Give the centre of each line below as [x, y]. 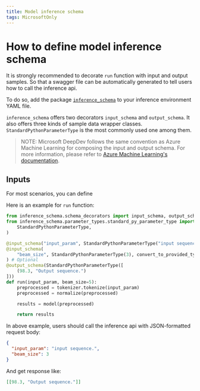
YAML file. [19, 106]
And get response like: [34, 371]
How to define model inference [84, 47]
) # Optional [22, 260]
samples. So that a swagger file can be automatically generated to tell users [99, 82]
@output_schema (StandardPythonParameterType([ [65, 266]
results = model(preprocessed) [56, 304]
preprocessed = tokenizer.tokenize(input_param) [78, 288]
